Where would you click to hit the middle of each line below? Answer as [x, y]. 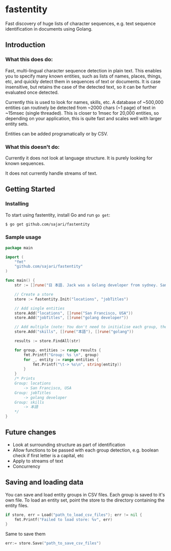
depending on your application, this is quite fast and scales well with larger [83, 118]
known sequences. [25, 163]
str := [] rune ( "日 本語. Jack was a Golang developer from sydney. [86, 285]
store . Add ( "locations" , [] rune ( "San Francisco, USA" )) [74, 313]
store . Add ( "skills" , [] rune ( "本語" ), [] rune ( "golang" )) [74, 332]
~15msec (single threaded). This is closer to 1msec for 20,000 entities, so [82, 113]
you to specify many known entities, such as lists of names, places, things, [83, 76]
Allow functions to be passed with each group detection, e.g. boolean [85, 450]
